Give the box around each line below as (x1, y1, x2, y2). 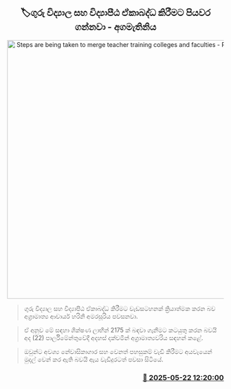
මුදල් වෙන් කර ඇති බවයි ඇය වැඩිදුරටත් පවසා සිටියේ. (23, 355, 164, 363)
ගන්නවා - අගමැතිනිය (74, 21, 157, 33)
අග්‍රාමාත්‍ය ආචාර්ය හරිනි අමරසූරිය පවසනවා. (23, 312, 139, 320)
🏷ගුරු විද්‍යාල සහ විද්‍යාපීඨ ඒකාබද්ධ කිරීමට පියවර (20, 7, 211, 19)
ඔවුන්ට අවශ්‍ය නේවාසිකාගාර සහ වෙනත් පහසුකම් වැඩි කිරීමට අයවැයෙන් (23, 347, 212, 355)
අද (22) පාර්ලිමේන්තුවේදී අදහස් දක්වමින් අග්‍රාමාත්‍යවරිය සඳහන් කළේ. (23, 333, 203, 341)
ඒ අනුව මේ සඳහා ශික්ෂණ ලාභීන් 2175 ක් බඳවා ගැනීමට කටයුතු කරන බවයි (23, 326, 217, 334)
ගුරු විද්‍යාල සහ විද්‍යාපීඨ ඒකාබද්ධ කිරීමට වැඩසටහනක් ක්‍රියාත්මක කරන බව (23, 304, 216, 312)
